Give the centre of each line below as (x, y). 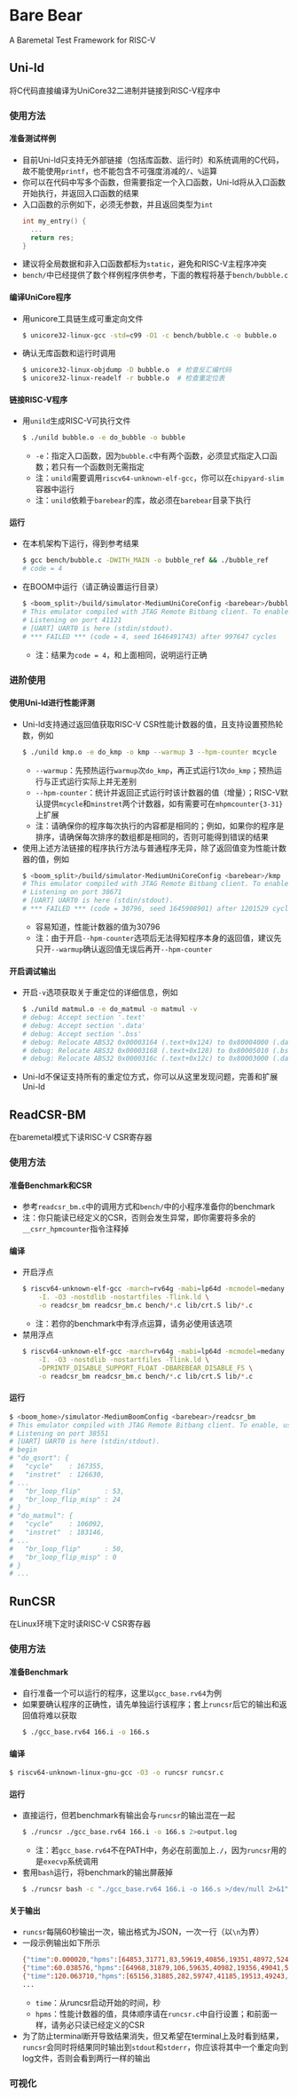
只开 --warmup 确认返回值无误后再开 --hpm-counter (124, 949)
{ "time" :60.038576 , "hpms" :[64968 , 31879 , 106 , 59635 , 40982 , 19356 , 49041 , (153, 1968)
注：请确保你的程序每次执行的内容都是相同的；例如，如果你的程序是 (160, 826)
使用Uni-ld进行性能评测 (52, 703)
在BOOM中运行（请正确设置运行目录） (93, 587)
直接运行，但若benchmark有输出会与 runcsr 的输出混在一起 (129, 1816)
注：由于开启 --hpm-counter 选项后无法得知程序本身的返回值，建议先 (158, 938)
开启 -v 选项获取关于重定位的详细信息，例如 (100, 993)
